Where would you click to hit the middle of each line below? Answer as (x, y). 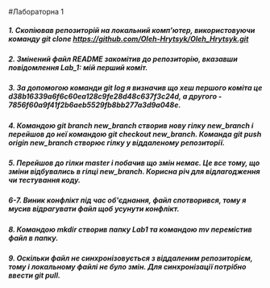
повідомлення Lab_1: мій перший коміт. (78, 67)
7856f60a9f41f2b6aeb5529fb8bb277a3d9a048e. (95, 105)
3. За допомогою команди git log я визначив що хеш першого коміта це (135, 88)
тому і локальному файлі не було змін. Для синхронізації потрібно (127, 267)
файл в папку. (33, 238)
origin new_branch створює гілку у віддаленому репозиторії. (117, 142)
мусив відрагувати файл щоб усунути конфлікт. (94, 209)
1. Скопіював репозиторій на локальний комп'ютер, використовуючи (132, 30)
